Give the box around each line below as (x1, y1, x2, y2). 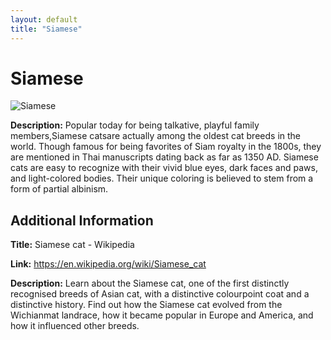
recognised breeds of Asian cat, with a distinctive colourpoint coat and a (10, 288, 310, 300)
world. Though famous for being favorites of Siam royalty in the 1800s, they (10, 141, 322, 153)
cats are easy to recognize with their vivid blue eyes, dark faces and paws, (10, 162, 318, 174)
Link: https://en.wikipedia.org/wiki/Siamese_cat (10, 258, 207, 270)
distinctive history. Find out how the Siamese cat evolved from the (10, 299, 283, 311)
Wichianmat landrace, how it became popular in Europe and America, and (10, 309, 314, 321)
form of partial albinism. (10, 183, 109, 195)
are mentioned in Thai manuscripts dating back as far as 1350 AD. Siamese (10, 151, 319, 163)
